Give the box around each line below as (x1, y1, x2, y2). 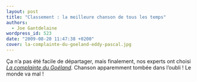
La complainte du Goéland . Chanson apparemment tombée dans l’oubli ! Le (6, 64, 192, 71)
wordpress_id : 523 (6, 31, 52, 37)
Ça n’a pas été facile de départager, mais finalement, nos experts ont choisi (6, 57, 191, 65)
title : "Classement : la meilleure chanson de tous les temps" (6, 14, 167, 20)
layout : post (6, 8, 39, 15)
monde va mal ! (6, 70, 44, 77)
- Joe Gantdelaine (11, 25, 58, 31)
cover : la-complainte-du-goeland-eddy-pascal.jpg (6, 42, 132, 48)
